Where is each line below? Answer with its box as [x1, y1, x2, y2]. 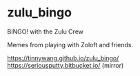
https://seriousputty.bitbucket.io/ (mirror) [7, 61, 124, 69]
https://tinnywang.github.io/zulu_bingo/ [7, 53, 119, 62]
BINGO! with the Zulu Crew [7, 27, 84, 36]
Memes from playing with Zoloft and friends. [7, 40, 133, 49]
